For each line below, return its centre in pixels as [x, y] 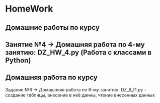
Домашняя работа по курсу [52, 78]
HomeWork [29, 9]
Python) [18, 60]
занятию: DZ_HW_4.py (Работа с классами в [78, 52]
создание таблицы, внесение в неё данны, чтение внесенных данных [80, 95]
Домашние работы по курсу [52, 28]
